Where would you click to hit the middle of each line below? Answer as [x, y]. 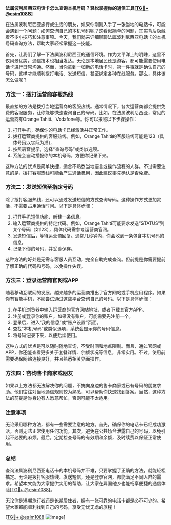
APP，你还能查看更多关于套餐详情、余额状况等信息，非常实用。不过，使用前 [85, 352]
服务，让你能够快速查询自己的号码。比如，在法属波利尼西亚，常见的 [94, 113]
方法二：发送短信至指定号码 [39, 187]
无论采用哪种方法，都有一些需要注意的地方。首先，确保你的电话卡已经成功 [83, 425]
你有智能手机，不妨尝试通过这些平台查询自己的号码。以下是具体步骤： [79, 299]
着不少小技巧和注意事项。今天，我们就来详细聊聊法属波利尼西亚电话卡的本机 [85, 37]
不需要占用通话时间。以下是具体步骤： [54, 206]
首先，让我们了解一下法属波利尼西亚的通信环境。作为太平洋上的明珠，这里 [83, 54]
